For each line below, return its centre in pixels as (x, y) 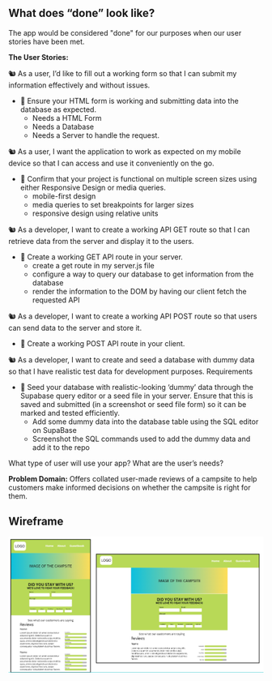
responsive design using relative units (95, 213)
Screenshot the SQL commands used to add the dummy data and (141, 439)
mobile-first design (64, 196)
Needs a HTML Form (67, 118)
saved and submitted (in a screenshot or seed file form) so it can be (133, 404)
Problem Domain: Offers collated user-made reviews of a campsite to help (133, 478)
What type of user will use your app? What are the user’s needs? (116, 463)
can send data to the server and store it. (75, 328)
